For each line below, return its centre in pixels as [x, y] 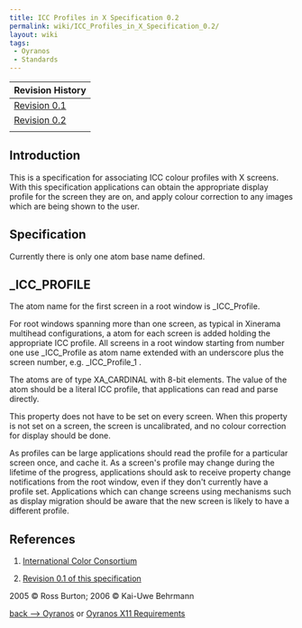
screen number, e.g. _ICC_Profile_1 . [76, 362]
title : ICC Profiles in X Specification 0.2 [94, 18]
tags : [19, 43]
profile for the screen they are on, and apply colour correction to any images [151, 196]
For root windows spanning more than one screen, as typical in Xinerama [145, 324]
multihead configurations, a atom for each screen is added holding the [140, 333]
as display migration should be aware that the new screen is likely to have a [150, 501]
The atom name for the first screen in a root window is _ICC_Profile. [135, 306]
